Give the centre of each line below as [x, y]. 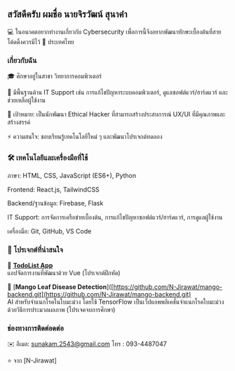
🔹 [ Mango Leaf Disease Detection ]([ [60, 287]
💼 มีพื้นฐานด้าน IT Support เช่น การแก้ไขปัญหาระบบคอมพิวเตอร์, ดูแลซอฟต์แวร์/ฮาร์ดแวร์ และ [117, 93]
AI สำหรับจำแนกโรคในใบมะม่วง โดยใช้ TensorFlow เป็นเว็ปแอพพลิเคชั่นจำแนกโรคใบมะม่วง [116, 302]
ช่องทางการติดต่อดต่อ [36, 328]
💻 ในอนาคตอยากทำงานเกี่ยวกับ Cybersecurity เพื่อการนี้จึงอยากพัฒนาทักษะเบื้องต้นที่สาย [114, 32]
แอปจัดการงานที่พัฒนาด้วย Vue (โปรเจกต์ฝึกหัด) [64, 273]
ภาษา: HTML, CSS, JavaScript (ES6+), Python [72, 176]
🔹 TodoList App [30, 265]
